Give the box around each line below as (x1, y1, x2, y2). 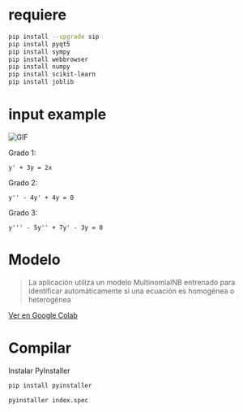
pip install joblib (8, 78, 75, 86)
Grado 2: (8, 178, 38, 188)
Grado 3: (8, 208, 38, 217)
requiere (8, 6, 67, 24)
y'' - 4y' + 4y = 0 (8, 193, 75, 202)
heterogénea (28, 294, 71, 304)
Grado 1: (8, 148, 36, 158)
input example (8, 106, 107, 124)
